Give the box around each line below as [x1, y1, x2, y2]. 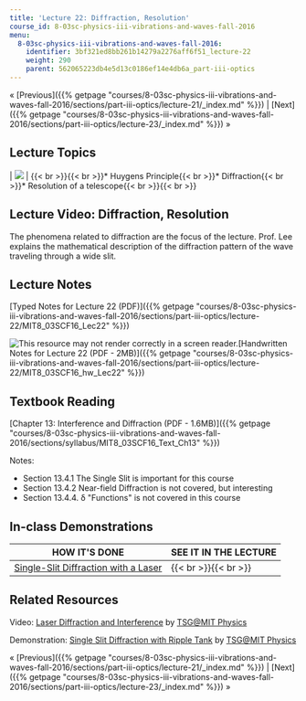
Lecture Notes [9, 276, 92, 292]
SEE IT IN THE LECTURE [170, 546, 277, 558]
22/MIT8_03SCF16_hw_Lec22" [9, 367, 125, 378]
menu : [9, 30, 30, 39]
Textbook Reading [9, 394, 116, 409]
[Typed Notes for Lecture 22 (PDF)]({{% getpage [9, 301, 195, 312]
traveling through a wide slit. [9, 250, 117, 261]
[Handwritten [237, 338, 288, 349]
